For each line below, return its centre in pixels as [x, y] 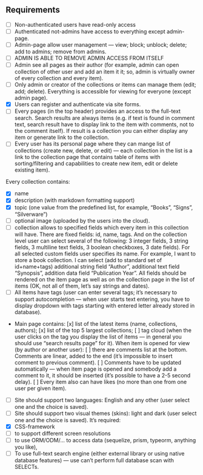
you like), [26, 447]
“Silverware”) [31, 214]
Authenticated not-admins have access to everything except [90, 31]
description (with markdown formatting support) [75, 200]
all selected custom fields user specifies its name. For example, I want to [105, 254]
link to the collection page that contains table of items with [88, 157]
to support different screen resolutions [62, 433]
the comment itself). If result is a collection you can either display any [101, 131]
